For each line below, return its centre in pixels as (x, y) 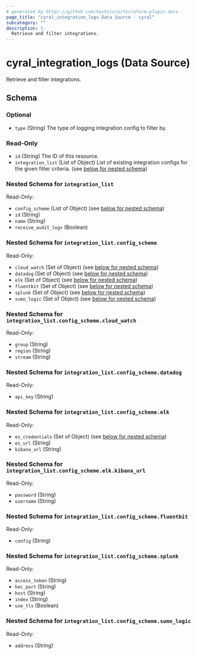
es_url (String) (33, 443)
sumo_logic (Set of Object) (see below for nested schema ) (85, 298)
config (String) (33, 541)
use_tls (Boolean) (37, 606)
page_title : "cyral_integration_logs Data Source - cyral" (80, 17)
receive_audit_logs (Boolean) (51, 227)
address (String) (34, 645)
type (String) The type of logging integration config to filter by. (91, 127)
